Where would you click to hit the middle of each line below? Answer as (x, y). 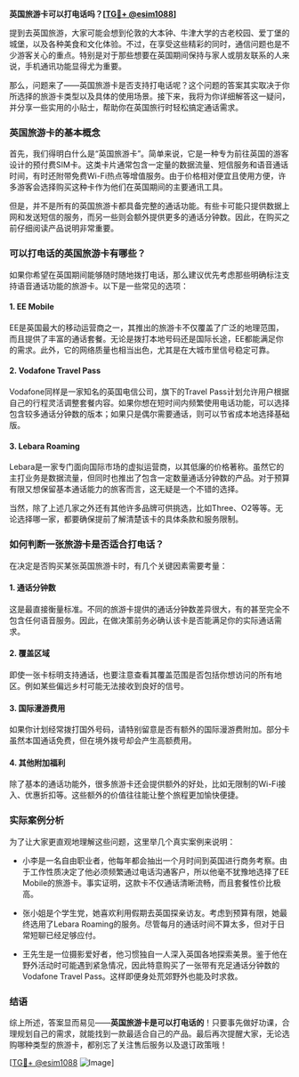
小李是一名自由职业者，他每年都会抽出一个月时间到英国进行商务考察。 (151, 860)
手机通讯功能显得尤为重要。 (75, 66)
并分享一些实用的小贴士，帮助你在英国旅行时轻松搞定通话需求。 (126, 107)
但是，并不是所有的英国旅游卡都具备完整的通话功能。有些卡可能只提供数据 (145, 206)
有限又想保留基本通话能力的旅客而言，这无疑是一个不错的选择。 (126, 490)
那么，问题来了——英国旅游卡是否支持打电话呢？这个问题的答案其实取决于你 (149, 85)
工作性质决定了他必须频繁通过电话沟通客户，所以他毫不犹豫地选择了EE (159, 871)
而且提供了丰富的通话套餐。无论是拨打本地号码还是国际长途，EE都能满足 (142, 338)
